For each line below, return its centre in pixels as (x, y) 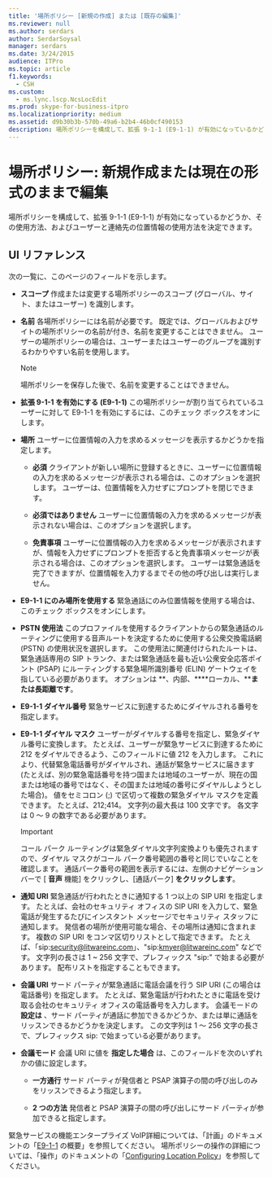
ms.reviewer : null (39, 24)
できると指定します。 (75, 1118)
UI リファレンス (47, 255)
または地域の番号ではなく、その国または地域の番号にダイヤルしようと (138, 784)
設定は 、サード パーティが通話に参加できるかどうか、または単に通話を (139, 1015)
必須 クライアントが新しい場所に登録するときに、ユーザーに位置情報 (147, 467)
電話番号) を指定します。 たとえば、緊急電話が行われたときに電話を (133, 995)
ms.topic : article (39, 69)
